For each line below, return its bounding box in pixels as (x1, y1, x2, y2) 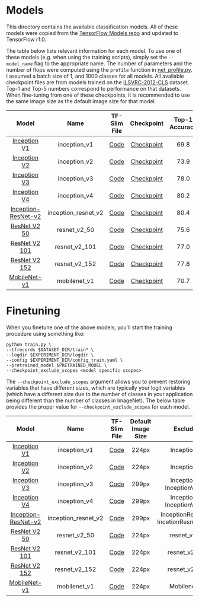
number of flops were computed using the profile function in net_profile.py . (6, 66, 192, 73)
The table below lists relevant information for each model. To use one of (6, 47, 182, 54)
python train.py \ (6, 342, 52, 348)
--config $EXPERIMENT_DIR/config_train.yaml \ (6, 357, 123, 363)
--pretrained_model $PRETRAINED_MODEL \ (6, 362, 108, 368)
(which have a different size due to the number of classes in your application (6, 390, 193, 397)
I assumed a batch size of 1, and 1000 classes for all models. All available (6, 72, 185, 79)
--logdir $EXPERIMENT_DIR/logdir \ (6, 352, 94, 358)
